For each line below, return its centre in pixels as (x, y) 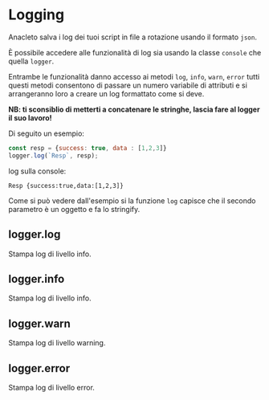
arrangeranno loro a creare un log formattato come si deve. (106, 93)
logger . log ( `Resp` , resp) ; (53, 155)
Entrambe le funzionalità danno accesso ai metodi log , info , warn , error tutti (134, 76)
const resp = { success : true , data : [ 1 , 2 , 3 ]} (88, 148)
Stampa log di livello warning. (57, 343)
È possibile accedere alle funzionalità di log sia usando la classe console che (135, 52)
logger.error (39, 368)
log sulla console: (37, 171)
